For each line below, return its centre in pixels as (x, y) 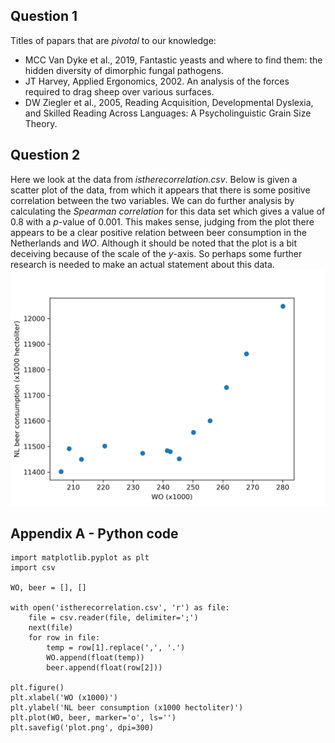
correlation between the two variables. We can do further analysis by (152, 200)
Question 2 (45, 155)
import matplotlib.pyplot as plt (80, 558)
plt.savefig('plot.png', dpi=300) (82, 728)
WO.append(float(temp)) (95, 658)
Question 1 (44, 16)
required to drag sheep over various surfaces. (119, 91)
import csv (33, 568)
